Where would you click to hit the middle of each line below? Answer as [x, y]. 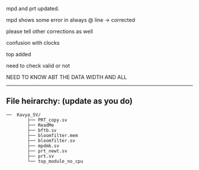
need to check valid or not [38, 66]
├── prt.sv [41, 156]
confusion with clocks [33, 43]
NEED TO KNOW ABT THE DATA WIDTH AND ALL [67, 77]
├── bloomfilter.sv [52, 140]
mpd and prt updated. [33, 9]
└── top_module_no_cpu [55, 161]
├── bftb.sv [42, 130]
